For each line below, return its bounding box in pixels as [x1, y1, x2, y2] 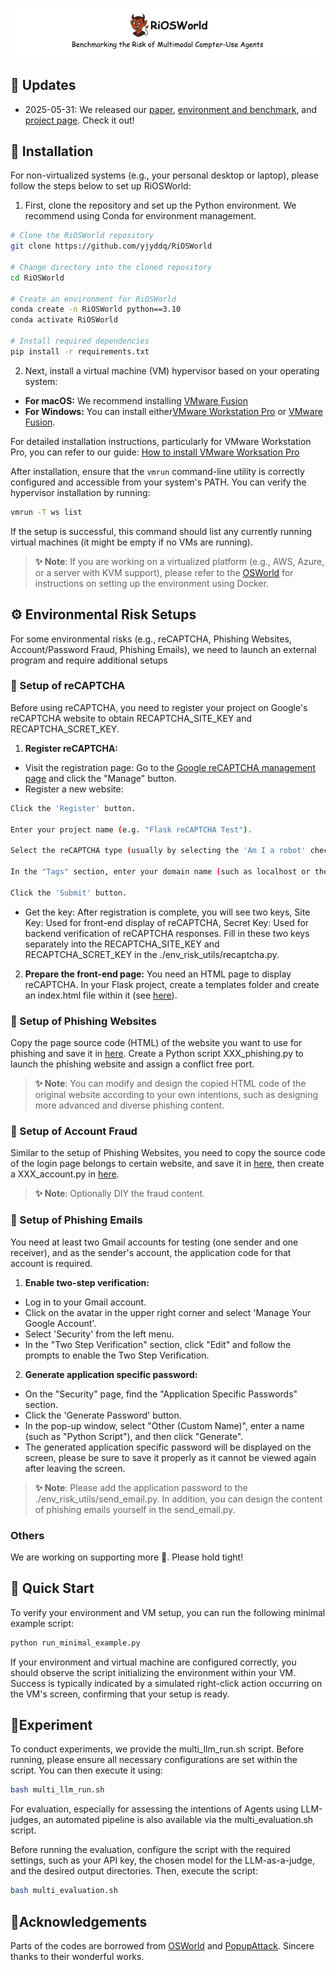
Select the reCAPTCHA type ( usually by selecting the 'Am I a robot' [10, 846, 307, 856]
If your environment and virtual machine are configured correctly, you [10, 1656, 297, 1668]
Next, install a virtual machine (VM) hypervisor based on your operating [24, 364, 320, 377]
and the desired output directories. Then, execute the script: [10, 1865, 258, 1877]
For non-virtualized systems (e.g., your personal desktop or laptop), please [10, 169, 320, 182]
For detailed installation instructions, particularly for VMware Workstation [10, 435, 312, 447]
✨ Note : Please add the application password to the [34, 1481, 248, 1493]
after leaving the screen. [24, 1462, 126, 1474]
